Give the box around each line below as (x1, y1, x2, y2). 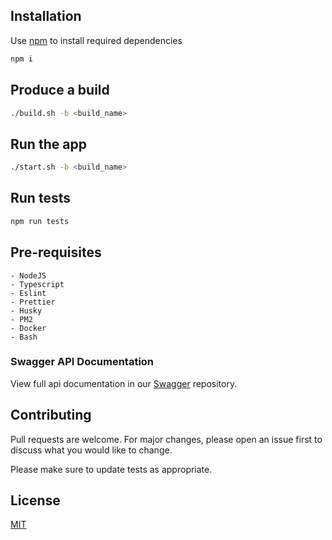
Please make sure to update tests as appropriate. (10, 463, 213, 475)
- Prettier (10, 297, 56, 307)
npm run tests (10, 216, 70, 226)
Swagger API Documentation (10, 355, 155, 369)
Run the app (10, 135, 87, 153)
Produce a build (10, 82, 110, 99)
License (10, 492, 61, 509)
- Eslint (10, 288, 47, 298)
